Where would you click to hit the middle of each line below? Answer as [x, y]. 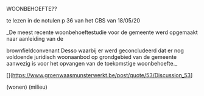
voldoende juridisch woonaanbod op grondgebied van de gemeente [92, 57]
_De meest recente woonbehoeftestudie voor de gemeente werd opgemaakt [102, 32]
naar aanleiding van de [35, 39]
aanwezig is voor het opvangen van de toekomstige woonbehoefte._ [92, 63]
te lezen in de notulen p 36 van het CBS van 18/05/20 [73, 20]
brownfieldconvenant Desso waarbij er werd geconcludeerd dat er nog [95, 50]
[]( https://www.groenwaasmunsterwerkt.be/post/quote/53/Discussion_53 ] [100, 75]
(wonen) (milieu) [27, 87]
